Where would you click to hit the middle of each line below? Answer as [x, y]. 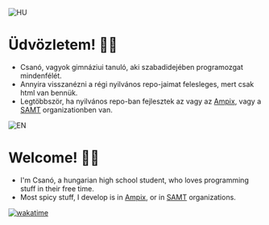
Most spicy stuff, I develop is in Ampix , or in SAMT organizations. [128, 197]
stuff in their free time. [57, 188]
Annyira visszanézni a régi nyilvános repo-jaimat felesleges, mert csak [137, 84]
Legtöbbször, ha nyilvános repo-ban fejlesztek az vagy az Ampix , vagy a [141, 101]
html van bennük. [49, 92]
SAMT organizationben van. [66, 109]
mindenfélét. [41, 76]
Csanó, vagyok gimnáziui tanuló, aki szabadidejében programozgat [132, 67]
